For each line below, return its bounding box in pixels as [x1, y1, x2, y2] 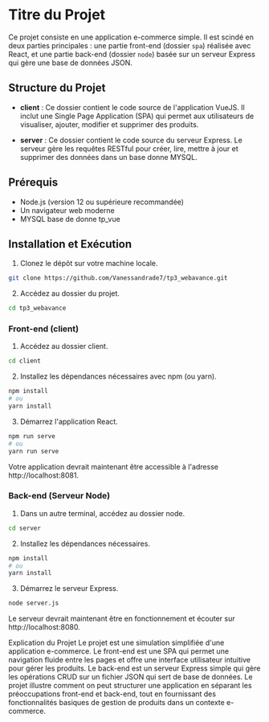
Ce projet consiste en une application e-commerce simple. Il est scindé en [8, 32, 255, 42]
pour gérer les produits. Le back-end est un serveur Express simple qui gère [8, 663, 261, 673]
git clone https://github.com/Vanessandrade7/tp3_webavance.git [8, 274, 228, 282]
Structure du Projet [8, 81, 106, 95]
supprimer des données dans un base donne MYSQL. [19, 152, 198, 162]
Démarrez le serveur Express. [19, 584, 119, 593]
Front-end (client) [8, 323, 79, 334]
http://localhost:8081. [8, 470, 79, 480]
